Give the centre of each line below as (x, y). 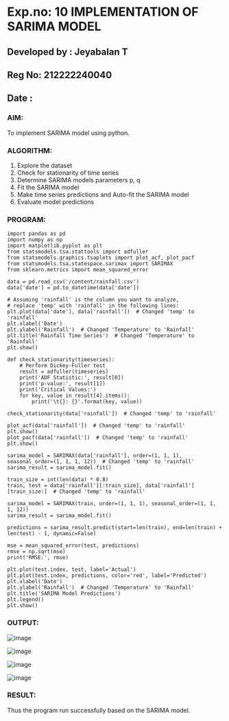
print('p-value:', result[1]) (63, 384)
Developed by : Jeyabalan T (68, 52)
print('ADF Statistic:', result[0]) (72, 378)
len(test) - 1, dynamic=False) (52, 534)
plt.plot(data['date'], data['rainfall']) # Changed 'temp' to (101, 312)
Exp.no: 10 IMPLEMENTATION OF (103, 12)
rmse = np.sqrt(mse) (37, 552)
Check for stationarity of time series (68, 173)
